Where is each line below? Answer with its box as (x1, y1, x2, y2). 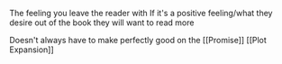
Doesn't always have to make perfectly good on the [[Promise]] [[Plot (9, 35, 268, 45)
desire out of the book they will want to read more (9, 17, 195, 28)
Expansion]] (9, 44, 54, 55)
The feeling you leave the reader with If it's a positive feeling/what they (9, 8, 273, 18)
